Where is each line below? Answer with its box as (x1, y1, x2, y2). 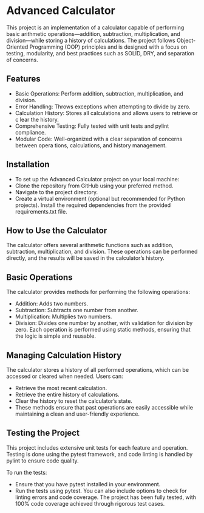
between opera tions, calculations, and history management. (15, 141, 167, 149)
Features (6, 74, 41, 84)
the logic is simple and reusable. (15, 332, 96, 340)
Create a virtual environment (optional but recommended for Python (15, 195, 185, 202)
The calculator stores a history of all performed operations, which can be (6, 366, 189, 373)
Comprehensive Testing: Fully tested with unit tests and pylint (15, 122, 169, 130)
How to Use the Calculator (6, 225, 107, 236)
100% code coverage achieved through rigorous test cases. (15, 500, 165, 507)
